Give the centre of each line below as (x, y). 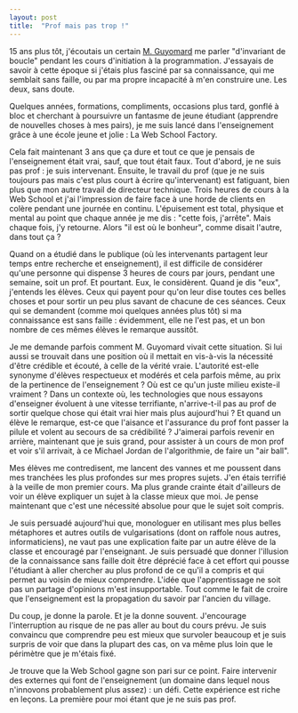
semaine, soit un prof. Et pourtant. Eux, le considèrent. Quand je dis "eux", (145, 282)
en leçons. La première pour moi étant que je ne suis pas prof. (123, 699)
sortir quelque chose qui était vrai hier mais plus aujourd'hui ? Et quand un (145, 413)
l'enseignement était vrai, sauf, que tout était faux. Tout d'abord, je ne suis (145, 161)
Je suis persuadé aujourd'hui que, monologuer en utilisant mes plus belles (145, 523)
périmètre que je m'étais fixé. (63, 653)
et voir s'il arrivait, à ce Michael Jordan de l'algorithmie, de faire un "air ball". (149, 451)
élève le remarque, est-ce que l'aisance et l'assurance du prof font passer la (149, 422)
